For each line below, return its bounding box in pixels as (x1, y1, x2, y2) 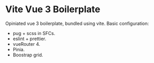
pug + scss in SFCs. (12, 30, 55, 36)
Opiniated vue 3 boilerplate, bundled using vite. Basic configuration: (5, 20, 149, 26)
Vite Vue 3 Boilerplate (5, 4, 101, 15)
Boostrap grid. (12, 52, 44, 58)
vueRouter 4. (12, 41, 41, 47)
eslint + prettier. (12, 36, 47, 42)
